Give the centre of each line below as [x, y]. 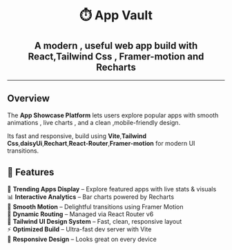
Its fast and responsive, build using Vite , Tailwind [77, 136]
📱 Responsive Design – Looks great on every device [82, 239]
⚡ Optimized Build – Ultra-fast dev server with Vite [79, 229]
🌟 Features [31, 172]
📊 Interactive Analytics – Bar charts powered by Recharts [91, 197]
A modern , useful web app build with [116, 45]
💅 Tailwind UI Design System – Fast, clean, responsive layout [95, 221]
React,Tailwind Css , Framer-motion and [116, 56]
